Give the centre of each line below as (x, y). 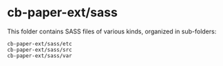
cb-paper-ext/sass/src (40, 50)
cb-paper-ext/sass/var (40, 56)
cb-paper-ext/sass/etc (40, 44)
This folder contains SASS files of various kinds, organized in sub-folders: (112, 31)
